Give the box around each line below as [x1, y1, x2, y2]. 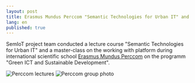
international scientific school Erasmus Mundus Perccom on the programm [6, 53, 186, 60]
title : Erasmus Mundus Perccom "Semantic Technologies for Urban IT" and [6, 14, 190, 20]
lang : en [6, 19, 27, 25]
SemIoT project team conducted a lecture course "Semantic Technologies [6, 41, 184, 48]
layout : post [6, 8, 38, 15]
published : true [6, 24, 46, 31]
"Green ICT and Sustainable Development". [6, 59, 110, 66]
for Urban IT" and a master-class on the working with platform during [6, 47, 173, 54]
